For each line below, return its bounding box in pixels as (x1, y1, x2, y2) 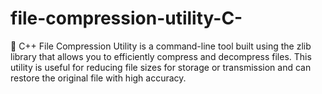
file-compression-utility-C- (10, 7, 243, 30)
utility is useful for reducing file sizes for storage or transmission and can (10, 61, 312, 73)
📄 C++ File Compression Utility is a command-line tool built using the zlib (10, 40, 312, 52)
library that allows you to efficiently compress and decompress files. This (10, 50, 312, 62)
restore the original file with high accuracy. (10, 72, 187, 84)
